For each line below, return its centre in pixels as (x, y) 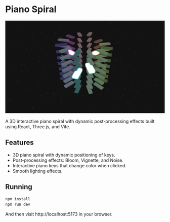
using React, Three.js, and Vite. (38, 126)
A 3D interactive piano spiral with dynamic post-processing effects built (80, 121)
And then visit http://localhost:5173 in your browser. (59, 214)
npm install (18, 199)
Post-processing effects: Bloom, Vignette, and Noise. (68, 160)
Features (19, 143)
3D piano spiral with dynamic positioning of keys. (64, 155)
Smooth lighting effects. (37, 171)
